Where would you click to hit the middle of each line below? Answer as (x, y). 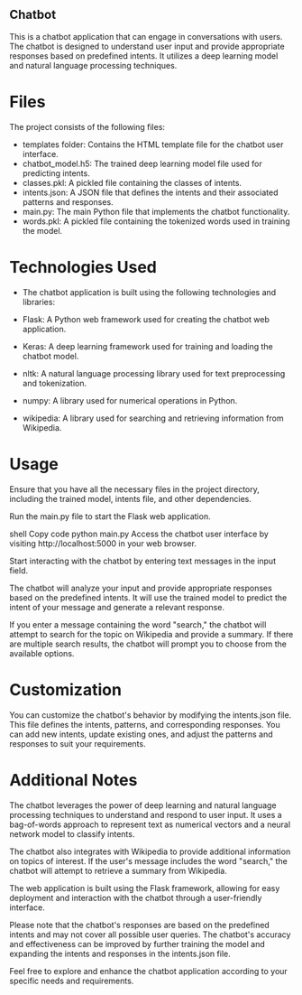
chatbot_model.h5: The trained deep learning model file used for (142, 163)
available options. (42, 653)
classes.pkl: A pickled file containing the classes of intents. (132, 182)
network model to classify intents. (72, 833)
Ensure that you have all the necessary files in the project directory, (134, 489)
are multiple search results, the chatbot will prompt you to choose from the (148, 644)
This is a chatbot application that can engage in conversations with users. (146, 36)
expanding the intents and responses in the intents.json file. (120, 953)
